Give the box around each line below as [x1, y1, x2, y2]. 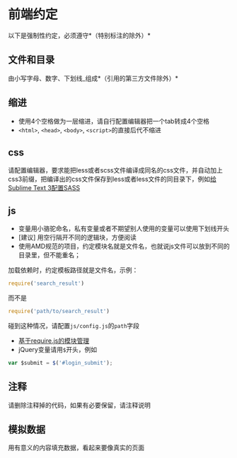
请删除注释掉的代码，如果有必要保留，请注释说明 [8, 401, 151, 409]
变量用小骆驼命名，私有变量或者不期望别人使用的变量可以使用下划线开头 [18, 224, 229, 233]
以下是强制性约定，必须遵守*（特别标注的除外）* [8, 31, 151, 40]
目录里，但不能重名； [18, 251, 81, 259]
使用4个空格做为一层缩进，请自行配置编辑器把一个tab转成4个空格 [18, 117, 209, 125]
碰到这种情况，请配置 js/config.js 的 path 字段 [8, 321, 140, 329]
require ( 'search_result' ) [8, 280, 84, 287]
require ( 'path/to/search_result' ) [8, 308, 110, 315]
